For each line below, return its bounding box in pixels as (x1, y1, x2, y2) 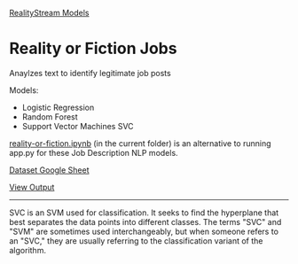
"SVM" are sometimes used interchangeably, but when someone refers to (9, 226, 279, 237)
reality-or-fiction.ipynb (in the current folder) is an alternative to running (9, 137, 271, 149)
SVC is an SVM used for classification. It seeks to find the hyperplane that (9, 207, 279, 218)
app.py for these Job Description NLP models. (9, 147, 179, 158)
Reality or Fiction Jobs (9, 39, 177, 58)
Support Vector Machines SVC (21, 120, 135, 131)
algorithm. (9, 245, 47, 255)
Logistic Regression (21, 102, 95, 113)
